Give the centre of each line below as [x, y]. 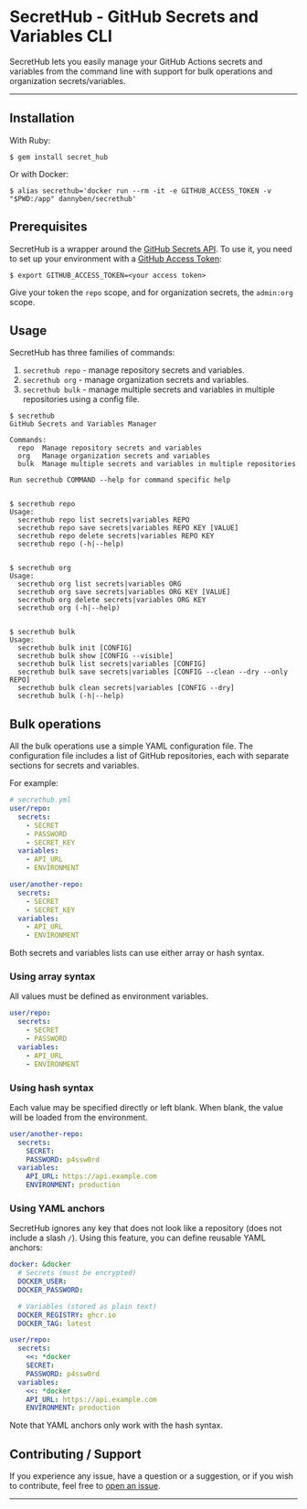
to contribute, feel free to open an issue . [85, 1486]
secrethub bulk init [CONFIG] [75, 648]
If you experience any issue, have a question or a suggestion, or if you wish [152, 1476]
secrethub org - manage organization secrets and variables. [136, 380]
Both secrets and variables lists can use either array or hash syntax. [137, 953]
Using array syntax [53, 977]
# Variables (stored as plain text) [87, 1306]
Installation [42, 118]
